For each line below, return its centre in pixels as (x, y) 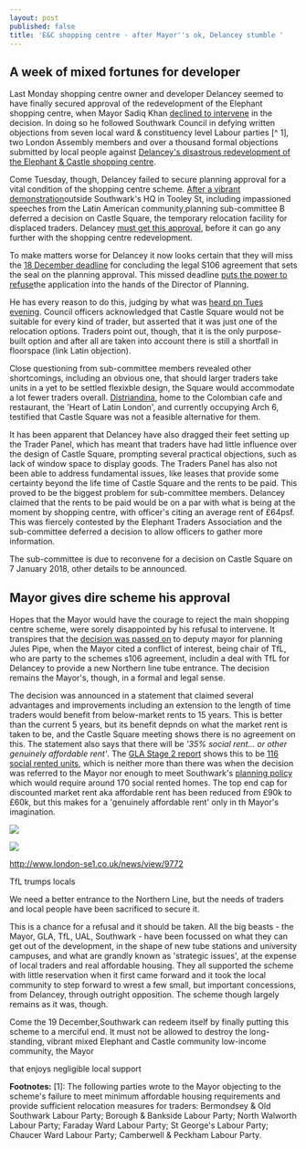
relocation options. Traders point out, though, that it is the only (127, 332)
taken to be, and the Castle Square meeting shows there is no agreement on (153, 734)
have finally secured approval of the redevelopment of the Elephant (136, 104)
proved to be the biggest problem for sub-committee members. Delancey (148, 493)
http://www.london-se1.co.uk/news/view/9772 (97, 864)
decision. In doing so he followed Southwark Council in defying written (142, 123)
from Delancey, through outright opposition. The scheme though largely (145, 995)
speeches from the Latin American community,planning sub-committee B (147, 209)
